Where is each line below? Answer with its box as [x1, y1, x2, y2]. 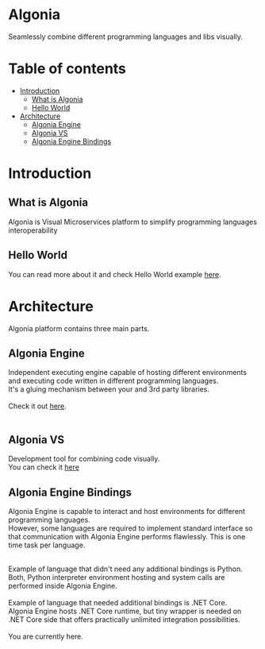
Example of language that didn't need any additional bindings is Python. [8, 564, 244, 574]
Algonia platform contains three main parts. [8, 323, 150, 333]
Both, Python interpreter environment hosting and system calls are [8, 573, 225, 582]
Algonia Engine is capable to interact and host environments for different [8, 507, 246, 516]
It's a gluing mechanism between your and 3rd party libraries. [8, 384, 210, 394]
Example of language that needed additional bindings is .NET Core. [8, 598, 228, 608]
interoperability [8, 225, 58, 235]
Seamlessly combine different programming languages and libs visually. [8, 32, 244, 41]
